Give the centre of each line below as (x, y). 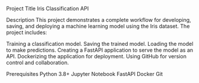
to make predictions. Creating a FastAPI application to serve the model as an (100, 50)
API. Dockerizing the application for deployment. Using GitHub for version (97, 56)
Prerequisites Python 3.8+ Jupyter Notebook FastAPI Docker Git (85, 74)
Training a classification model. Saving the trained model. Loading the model (100, 44)
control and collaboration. (38, 62)
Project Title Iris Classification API (48, 9)
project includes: (27, 32)
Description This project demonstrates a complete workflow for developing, (99, 20)
